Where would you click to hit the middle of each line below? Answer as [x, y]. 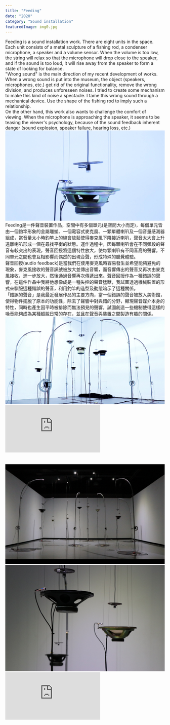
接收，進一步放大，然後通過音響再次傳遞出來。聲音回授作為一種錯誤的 [82, 276]
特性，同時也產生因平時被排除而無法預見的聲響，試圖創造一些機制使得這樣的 [85, 307]
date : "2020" [19, 16]
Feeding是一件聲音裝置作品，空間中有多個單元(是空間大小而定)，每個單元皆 [84, 225]
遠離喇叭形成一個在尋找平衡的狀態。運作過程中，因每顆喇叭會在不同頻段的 [83, 244]
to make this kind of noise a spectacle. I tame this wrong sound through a [82, 96]
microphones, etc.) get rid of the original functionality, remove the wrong [81, 85]
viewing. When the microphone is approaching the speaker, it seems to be [83, 117]
